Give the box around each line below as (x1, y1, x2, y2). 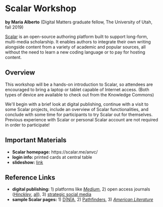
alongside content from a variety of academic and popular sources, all (5, 44, 146, 50)
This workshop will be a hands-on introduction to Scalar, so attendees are (5, 81, 153, 87)
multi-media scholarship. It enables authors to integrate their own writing (5, 38, 151, 44)
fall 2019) (5, 24, 24, 30)
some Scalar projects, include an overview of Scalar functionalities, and (5, 106, 149, 112)
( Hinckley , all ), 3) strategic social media (12, 191, 91, 197)
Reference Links (5, 173, 55, 182)
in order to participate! (5, 122, 50, 128)
